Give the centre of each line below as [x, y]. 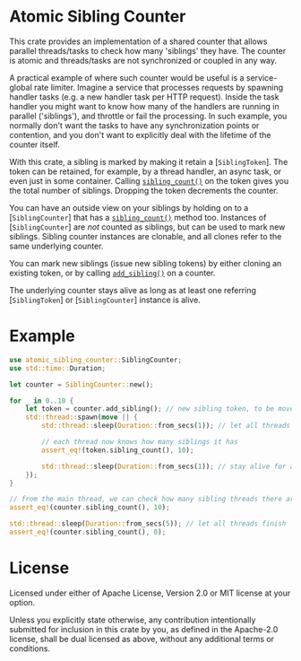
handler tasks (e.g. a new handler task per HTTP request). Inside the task [144, 97]
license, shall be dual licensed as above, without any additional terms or [142, 639]
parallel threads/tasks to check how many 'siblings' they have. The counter [148, 50]
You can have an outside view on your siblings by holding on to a [129, 207]
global [21, 87]
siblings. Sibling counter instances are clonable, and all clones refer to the [146, 236]
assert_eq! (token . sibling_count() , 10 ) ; [118, 450]
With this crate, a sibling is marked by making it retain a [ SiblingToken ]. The [149, 161]
